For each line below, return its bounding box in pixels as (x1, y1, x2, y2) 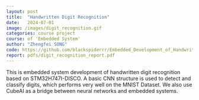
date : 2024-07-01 (6, 19, 54, 25)
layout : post (6, 8, 38, 15)
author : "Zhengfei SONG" (6, 42, 68, 48)
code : (6, 47, 20, 53)
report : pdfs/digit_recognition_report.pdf (6, 52, 115, 58)
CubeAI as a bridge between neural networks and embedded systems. (6, 87, 179, 94)
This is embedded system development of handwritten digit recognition (6, 68, 181, 75)
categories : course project (6, 31, 76, 36)
